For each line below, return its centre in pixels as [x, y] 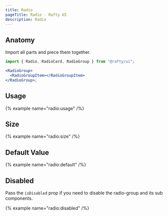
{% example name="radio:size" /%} [43, 136]
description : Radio [26, 19]
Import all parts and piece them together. [48, 52]
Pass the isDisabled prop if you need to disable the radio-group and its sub [84, 193]
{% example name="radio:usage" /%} [45, 108]
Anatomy [20, 40]
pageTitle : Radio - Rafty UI [36, 15]
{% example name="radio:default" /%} [46, 165]
